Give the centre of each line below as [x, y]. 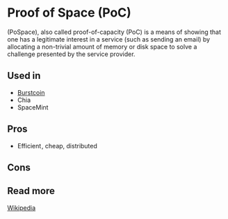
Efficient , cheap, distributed [57, 146]
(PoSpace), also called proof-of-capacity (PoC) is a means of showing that [114, 32]
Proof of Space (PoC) [70, 13]
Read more [31, 191]
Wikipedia [22, 208]
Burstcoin [31, 92]
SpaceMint [33, 107]
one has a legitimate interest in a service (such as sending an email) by [109, 39]
